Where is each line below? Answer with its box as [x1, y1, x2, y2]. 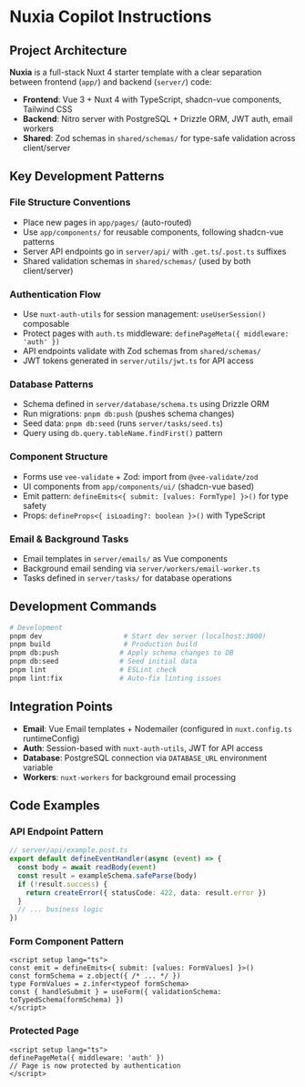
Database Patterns [9, 378, 94, 391]
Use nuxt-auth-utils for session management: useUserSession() [22, 308, 267, 320]
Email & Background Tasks [9, 533, 129, 545]
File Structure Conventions [9, 196, 131, 208]
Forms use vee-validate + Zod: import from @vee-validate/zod [22, 471, 259, 482]
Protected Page [9, 1024, 79, 1037]
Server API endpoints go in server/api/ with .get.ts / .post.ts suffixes [22, 246, 287, 257]
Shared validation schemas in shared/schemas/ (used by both [22, 255, 251, 266]
